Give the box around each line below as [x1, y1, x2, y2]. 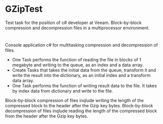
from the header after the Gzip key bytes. [5, 113, 89, 119]
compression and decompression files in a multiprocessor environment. [5, 25, 150, 30]
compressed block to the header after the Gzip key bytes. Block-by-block [5, 103, 153, 109]
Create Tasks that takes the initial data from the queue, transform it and [12, 67, 156, 73]
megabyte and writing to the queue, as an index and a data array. [12, 62, 144, 68]
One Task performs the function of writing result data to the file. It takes [12, 83, 157, 89]
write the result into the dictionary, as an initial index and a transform [12, 73, 151, 78]
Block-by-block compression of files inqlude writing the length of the [5, 98, 144, 103]
